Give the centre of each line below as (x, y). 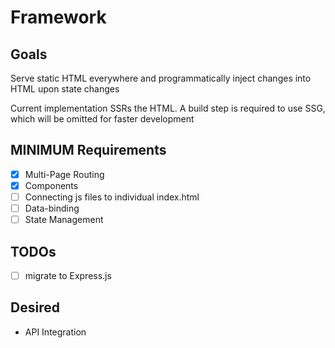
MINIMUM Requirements (88, 150)
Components (51, 185)
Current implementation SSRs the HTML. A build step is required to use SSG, (168, 108)
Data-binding (52, 208)
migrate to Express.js (68, 275)
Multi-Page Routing (64, 174)
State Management (64, 220)
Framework (58, 17)
